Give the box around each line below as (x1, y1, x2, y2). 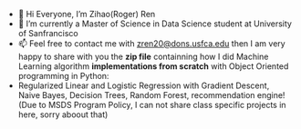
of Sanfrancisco (17, 28, 79, 38)
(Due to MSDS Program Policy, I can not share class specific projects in (17, 100, 286, 110)
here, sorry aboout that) (17, 109, 109, 120)
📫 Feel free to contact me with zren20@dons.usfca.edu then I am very (17, 38, 285, 49)
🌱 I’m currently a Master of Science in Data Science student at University (17, 18, 292, 29)
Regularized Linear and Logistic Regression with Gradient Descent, (17, 80, 270, 91)
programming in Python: (17, 71, 109, 81)
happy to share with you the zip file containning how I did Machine (17, 51, 269, 62)
